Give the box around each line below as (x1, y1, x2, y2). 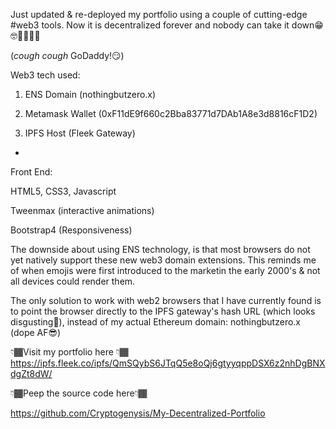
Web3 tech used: (10, 69, 81, 81)
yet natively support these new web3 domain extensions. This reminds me (10, 254, 317, 266)
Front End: (10, 166, 53, 178)
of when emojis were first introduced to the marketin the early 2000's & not (10, 265, 321, 276)
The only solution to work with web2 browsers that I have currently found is (10, 295, 322, 306)
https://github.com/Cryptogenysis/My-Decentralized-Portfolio (10, 407, 266, 419)
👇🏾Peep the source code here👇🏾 (10, 387, 148, 399)
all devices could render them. (10, 275, 136, 287)
